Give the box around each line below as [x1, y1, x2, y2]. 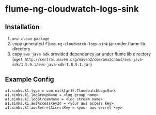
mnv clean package [12, 36, 49, 41]
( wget [12, 56, 23, 62]
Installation [5, 23, 40, 31]
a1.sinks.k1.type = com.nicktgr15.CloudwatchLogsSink [5, 88, 116, 93]
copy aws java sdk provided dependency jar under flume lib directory [12, 51, 151, 57]
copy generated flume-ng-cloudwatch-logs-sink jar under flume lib [12, 41, 145, 47]
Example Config [5, 75, 54, 83]
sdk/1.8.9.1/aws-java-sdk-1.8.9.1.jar [12, 62, 91, 67]
